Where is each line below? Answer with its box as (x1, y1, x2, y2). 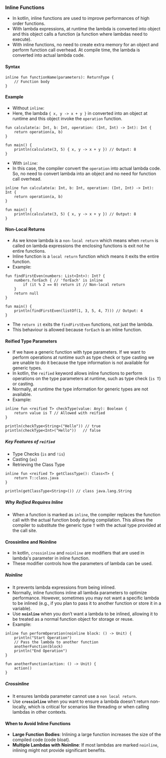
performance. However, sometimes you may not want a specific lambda (12, 595, 160, 601)
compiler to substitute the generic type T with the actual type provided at (12, 522, 161, 528)
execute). (12, 36, 32, 42)
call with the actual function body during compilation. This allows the (12, 517, 153, 523)
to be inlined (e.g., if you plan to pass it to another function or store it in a (12, 600, 162, 606)
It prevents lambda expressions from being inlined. (12, 584, 116, 590)
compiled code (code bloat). (12, 737, 70, 743)
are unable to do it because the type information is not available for (12, 360, 150, 366)
